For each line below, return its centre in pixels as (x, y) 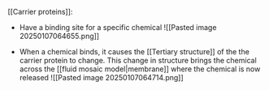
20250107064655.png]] (59, 36)
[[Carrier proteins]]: (40, 12)
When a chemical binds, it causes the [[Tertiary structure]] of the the (134, 51)
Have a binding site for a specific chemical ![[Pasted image (118, 27)
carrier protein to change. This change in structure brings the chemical (138, 60)
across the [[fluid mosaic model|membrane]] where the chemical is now (140, 69)
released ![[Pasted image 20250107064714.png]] (101, 77)
